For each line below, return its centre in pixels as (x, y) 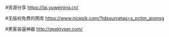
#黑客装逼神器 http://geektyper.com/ (44, 29)
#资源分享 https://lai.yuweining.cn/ (42, 7)
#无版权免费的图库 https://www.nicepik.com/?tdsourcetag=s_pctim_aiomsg (85, 18)
